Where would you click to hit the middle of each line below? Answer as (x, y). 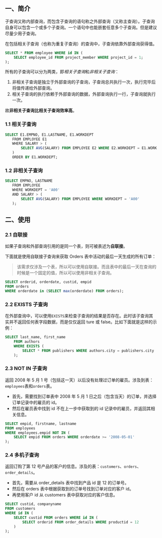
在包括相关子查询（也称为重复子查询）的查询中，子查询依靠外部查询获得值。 (81, 44)
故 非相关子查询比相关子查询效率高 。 (41, 111)
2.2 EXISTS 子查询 (27, 304)
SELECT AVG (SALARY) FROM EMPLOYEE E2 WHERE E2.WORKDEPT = (80, 148)
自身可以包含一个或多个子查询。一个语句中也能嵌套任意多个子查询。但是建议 (81, 27)
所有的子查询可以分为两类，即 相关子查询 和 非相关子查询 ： (62, 72)
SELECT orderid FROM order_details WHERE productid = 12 (81, 522)
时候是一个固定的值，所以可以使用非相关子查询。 (65, 273)
